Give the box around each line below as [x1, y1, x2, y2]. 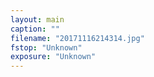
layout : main [10, 14, 65, 25]
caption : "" [10, 24, 60, 34]
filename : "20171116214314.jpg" [10, 33, 145, 43]
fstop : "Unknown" [10, 42, 83, 53]
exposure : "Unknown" [10, 52, 97, 62]
